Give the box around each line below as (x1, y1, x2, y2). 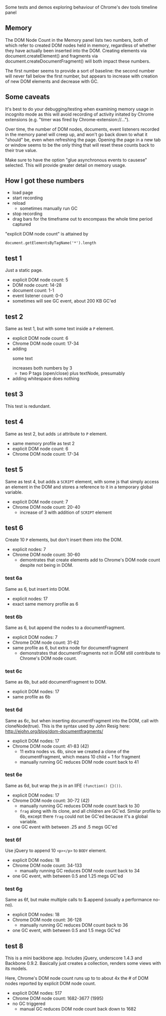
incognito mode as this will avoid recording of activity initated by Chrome (5, 111, 155, 117)
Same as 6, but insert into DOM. (5, 586, 70, 592)
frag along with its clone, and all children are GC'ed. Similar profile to (19, 808, 161, 814)
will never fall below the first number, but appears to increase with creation (5, 73, 158, 79)
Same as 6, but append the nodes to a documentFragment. (5, 625, 125, 630)
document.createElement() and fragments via (5, 53, 98, 59)
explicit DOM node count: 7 (12, 499, 68, 505)
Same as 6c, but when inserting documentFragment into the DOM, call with (5, 717, 159, 723)
